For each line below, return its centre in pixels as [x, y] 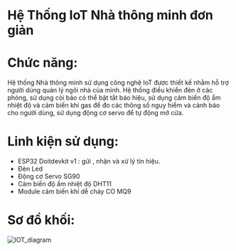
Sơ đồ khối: [41, 220]
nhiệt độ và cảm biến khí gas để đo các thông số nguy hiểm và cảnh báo [114, 105]
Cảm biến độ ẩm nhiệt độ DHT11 [64, 184]
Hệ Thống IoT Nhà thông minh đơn [110, 15]
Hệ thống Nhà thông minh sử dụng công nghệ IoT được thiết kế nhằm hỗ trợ [118, 82]
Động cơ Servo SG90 [49, 176]
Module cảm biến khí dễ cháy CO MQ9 [74, 191]
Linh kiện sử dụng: [63, 141]
